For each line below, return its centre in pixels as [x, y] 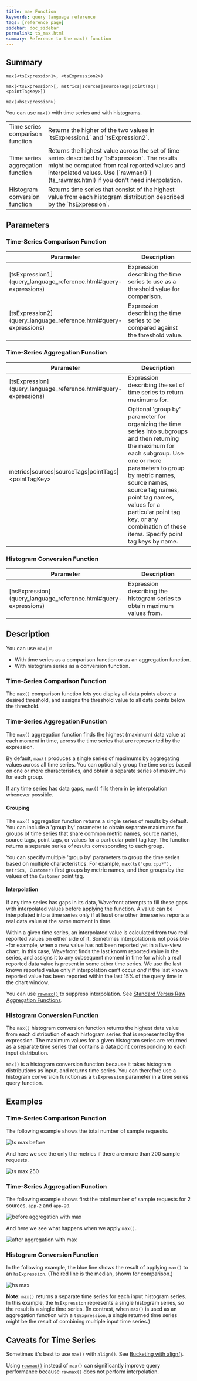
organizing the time [154, 424]
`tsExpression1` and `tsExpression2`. [98, 137]
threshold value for [154, 289]
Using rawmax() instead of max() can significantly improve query [83, 1366]
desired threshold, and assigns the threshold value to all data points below [96, 700]
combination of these [157, 526]
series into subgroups [158, 431]
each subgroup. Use [156, 453]
